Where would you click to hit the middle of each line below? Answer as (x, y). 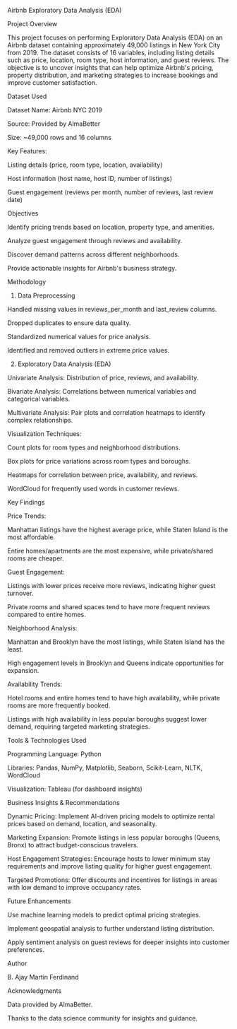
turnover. (20, 593)
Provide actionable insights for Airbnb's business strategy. (92, 268)
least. (15, 649)
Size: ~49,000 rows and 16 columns (59, 137)
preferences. (26, 949)
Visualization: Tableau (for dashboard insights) (75, 789)
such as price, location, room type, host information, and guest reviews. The (118, 60)
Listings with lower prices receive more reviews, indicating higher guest (111, 586)
